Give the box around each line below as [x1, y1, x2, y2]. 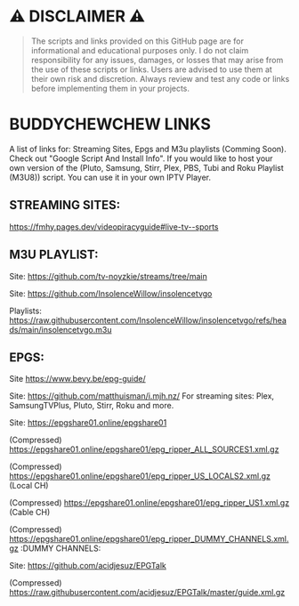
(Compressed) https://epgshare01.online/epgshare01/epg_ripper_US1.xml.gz [9, 497, 290, 508]
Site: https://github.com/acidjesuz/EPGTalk [9, 561, 167, 571]
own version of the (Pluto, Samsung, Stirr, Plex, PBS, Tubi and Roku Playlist [9, 162, 285, 173]
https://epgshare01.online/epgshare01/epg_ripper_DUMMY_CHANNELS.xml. [9, 534, 289, 545]
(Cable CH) [9, 507, 51, 518]
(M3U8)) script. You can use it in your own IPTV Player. [9, 172, 212, 182]
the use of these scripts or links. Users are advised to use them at [30, 64, 273, 75]
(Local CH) [9, 481, 49, 491]
